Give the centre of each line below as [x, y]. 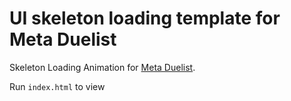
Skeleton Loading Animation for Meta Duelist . [102, 67]
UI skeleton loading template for [145, 18]
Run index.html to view [57, 86]
